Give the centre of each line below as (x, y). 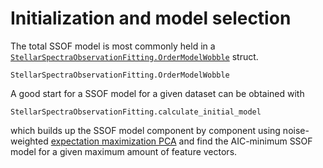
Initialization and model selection (151, 18)
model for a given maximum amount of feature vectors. (124, 151)
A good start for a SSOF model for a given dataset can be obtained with (157, 93)
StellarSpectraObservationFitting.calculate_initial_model (136, 112)
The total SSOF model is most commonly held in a (113, 46)
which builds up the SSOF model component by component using (145, 130)
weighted (29, 141)
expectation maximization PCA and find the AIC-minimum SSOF (181, 141)
